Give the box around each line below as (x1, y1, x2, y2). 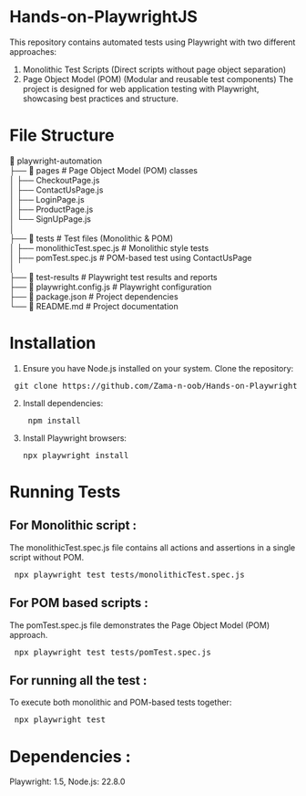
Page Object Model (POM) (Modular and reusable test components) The (22, 73, 294, 84)
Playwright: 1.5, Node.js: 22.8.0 (9, 776, 126, 787)
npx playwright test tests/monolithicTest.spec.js (14, 569, 246, 580)
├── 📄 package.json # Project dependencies (9, 290, 179, 302)
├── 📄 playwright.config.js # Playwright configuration (9, 281, 212, 292)
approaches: (9, 46, 57, 57)
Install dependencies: (22, 397, 104, 408)
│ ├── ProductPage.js (9, 204, 94, 215)
